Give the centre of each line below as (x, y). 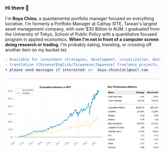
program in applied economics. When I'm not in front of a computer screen (82, 39)
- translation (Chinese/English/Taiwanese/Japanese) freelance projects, (82, 65)
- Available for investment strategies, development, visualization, (78, 60)
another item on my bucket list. (36, 50)
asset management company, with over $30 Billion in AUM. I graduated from (82, 29)
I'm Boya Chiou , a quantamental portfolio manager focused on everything (80, 19)
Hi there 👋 (17, 8)
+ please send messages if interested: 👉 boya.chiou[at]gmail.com (77, 70)
